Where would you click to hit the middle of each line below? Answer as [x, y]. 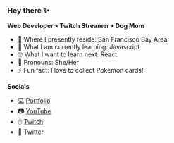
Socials [18, 87]
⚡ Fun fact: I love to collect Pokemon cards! [80, 70]
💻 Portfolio [34, 101]
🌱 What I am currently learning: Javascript [79, 47]
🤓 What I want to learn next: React [67, 54]
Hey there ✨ [28, 11]
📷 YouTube [34, 111]
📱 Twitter [31, 132]
